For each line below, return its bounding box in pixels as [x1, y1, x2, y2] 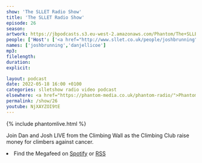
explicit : [6, 64, 31, 71]
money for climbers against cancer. [6, 138, 94, 145]
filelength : [6, 54, 36, 60]
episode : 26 [6, 20, 36, 26]
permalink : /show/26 [6, 98, 58, 104]
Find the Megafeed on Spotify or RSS [14, 150, 106, 157]
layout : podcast [6, 76, 47, 82]
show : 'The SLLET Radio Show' [6, 8, 82, 15]
